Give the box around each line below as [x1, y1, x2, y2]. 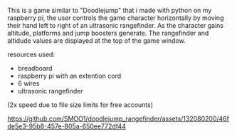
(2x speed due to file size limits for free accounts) [7, 101, 154, 109]
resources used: [7, 50, 56, 59]
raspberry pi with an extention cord [17, 71, 122, 80]
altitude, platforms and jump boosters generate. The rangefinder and [7, 29, 209, 37]
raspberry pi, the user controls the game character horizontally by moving [7, 14, 224, 22]
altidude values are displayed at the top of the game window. [7, 36, 186, 45]
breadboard [17, 64, 53, 72]
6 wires [17, 79, 40, 88]
